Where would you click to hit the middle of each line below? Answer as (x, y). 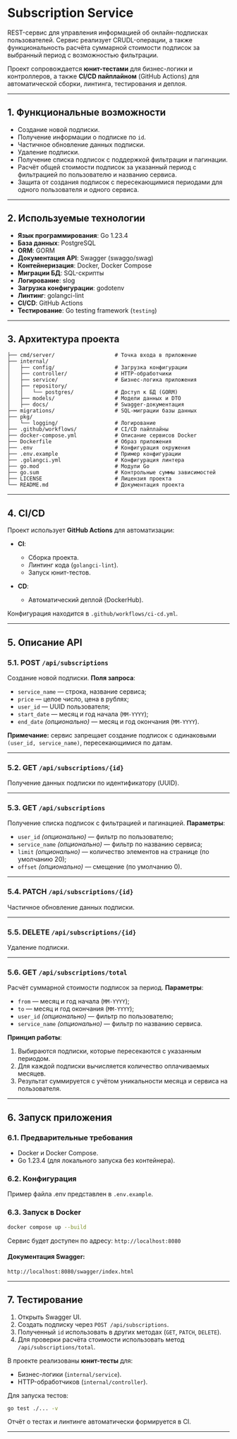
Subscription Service (71, 13)
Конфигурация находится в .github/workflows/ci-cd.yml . (93, 614)
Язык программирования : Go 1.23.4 (73, 235)
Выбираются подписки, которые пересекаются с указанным (109, 1051)
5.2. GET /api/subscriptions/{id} (66, 767)
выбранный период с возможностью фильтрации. (83, 55)
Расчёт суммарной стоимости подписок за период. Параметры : (105, 988)
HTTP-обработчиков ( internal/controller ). (83, 1382)
